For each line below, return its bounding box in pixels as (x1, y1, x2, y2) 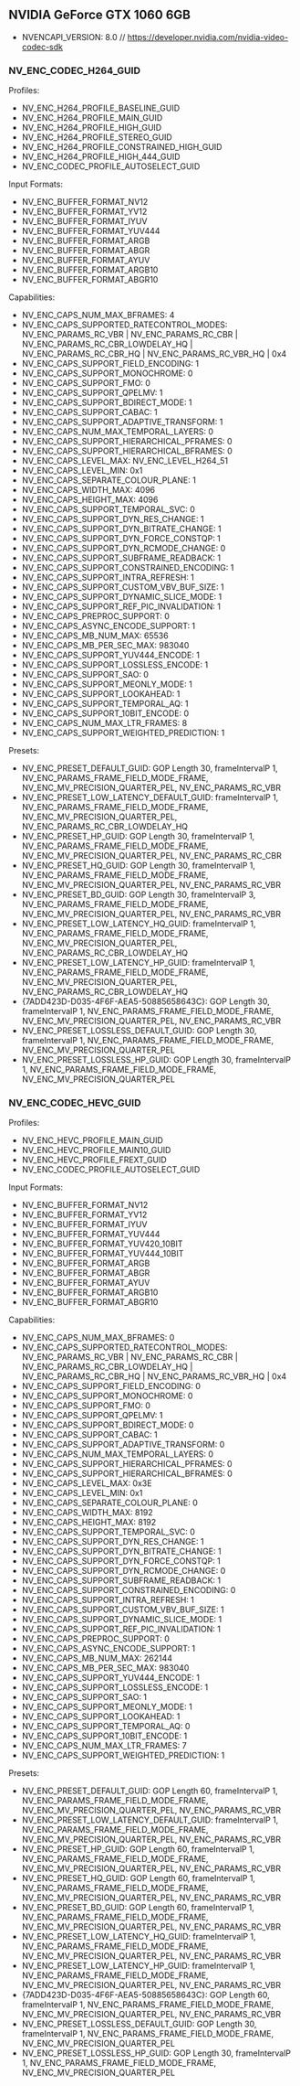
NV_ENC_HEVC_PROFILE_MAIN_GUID (21, 1135, 163, 1146)
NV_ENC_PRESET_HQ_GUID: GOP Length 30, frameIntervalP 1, (21, 860, 256, 872)
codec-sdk (21, 41, 64, 52)
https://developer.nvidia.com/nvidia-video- (127, 31, 289, 42)
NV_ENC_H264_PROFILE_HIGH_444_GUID (21, 151, 181, 163)
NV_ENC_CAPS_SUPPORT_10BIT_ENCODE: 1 (21, 1730, 188, 1741)
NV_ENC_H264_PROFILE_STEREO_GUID (21, 132, 172, 143)
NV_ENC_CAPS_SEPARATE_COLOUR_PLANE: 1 (21, 475, 197, 486)
